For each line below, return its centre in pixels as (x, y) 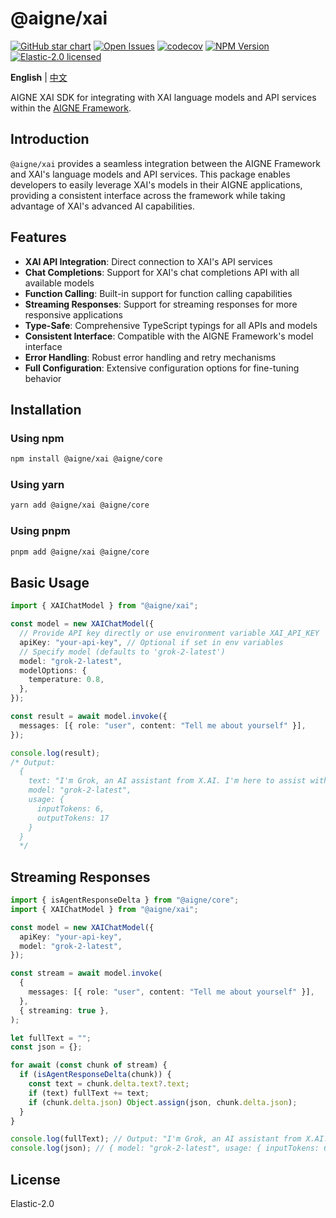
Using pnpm (40, 531)
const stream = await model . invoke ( (86, 973)
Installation (46, 409)
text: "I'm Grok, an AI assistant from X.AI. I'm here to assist (167, 781)
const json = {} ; (46, 1047)
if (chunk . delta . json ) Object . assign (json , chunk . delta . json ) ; (163, 1102)
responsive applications (73, 314)
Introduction (50, 139)
